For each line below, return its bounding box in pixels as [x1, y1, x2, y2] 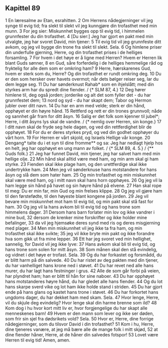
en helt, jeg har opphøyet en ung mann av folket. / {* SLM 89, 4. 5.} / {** [5, 145, 154, 151]
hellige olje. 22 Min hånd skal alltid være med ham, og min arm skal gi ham [5, 155, 159, 162]
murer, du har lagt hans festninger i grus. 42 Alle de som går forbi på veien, [5, 268, 160, 274]
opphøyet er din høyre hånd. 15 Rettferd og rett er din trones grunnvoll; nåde [5, 108, 162, 114]
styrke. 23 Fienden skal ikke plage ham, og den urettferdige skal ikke [5, 161, 147, 167]
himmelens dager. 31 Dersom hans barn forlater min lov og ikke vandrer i [5, 209, 155, 215]
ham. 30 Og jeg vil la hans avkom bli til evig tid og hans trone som [5, 204, 140, 210]
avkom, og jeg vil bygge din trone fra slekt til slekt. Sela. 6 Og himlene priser [5, 44, 162, 50]
